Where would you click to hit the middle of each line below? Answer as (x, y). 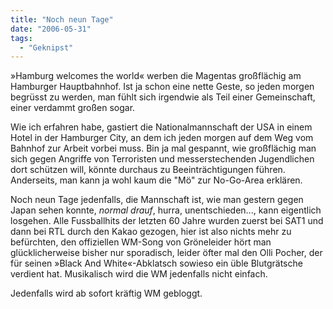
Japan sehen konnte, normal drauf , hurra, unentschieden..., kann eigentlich (166, 210)
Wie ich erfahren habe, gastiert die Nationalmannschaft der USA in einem (161, 127)
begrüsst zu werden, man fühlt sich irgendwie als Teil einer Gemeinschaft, (163, 97)
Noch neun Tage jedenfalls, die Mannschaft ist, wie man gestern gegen (157, 200)
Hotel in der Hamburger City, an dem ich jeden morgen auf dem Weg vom (162, 138)
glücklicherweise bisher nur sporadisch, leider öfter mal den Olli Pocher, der (166, 253)
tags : (21, 38)
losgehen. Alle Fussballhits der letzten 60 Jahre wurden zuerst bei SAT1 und (167, 221)
